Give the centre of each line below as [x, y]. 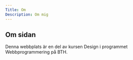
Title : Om [16, 10]
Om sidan [21, 35]
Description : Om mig [27, 14]
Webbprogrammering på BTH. [36, 52]
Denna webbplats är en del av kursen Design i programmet [66, 47]
